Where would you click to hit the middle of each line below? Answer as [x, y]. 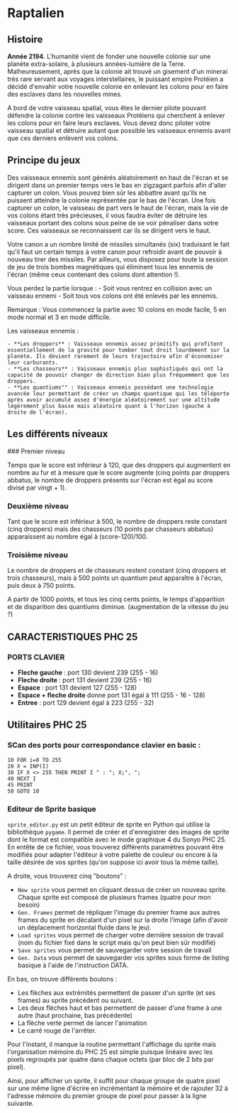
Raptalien [36, 13]
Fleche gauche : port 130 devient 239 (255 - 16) [88, 672]
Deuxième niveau [38, 506]
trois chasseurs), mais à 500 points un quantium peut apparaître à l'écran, [115, 578]
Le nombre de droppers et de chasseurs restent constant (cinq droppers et [117, 571]
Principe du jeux [44, 160]
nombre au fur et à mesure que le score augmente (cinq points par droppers [119, 472]
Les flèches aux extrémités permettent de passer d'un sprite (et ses [117, 992]
